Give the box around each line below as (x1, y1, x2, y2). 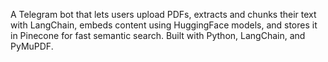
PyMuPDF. (10, 40, 54, 52)
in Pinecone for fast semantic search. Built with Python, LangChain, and (10, 30, 306, 41)
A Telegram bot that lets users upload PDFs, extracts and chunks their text (10, 9, 317, 20)
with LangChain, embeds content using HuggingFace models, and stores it (10, 19, 318, 31)
